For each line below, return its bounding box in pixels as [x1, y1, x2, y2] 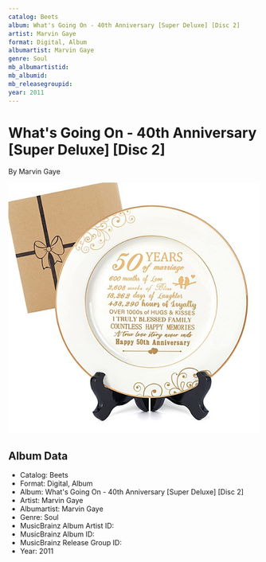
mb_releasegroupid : [8, 80, 73, 88]
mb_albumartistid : [8, 64, 69, 72]
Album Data [8, 449, 68, 462]
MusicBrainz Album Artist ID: [19, 521, 115, 531]
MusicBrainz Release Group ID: [19, 538, 122, 548]
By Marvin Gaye [8, 167, 61, 177]
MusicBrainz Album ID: [19, 529, 96, 539]
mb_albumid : [8, 72, 48, 80]
